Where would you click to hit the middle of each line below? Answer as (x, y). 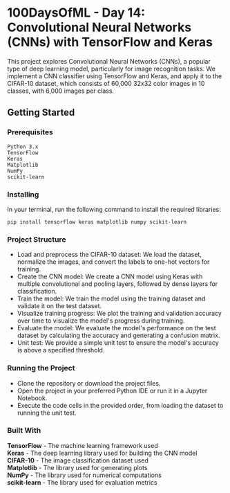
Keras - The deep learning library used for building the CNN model (102, 453)
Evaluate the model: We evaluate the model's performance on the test (116, 328)
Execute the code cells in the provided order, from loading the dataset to (120, 405)
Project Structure (37, 239)
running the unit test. (47, 413)
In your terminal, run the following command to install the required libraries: (114, 209)
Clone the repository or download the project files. (89, 383)
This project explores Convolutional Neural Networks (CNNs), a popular (109, 61)
